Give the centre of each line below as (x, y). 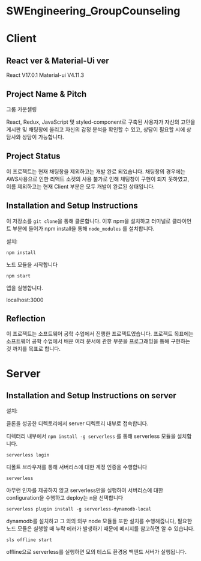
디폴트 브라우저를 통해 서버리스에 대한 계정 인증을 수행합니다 (77, 467)
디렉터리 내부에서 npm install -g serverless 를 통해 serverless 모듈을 (91, 436)
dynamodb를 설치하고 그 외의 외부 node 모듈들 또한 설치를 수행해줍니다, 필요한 (99, 521)
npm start (19, 276)
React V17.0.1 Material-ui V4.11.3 (45, 75)
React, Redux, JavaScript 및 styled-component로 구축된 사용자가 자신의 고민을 (101, 122)
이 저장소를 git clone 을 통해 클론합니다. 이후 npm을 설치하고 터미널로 (88, 221)
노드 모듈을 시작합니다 (32, 264)
